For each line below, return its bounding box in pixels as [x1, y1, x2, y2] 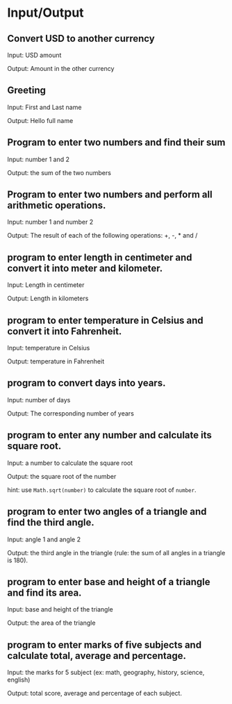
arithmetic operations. [7, 199, 106, 211]
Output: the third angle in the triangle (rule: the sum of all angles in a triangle [7, 548, 226, 557]
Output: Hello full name [7, 116, 74, 124]
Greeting [7, 85, 47, 97]
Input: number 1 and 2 [7, 155, 70, 163]
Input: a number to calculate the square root [7, 459, 133, 467]
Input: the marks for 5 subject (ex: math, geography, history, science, [7, 669, 205, 677]
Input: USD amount [7, 51, 62, 59]
